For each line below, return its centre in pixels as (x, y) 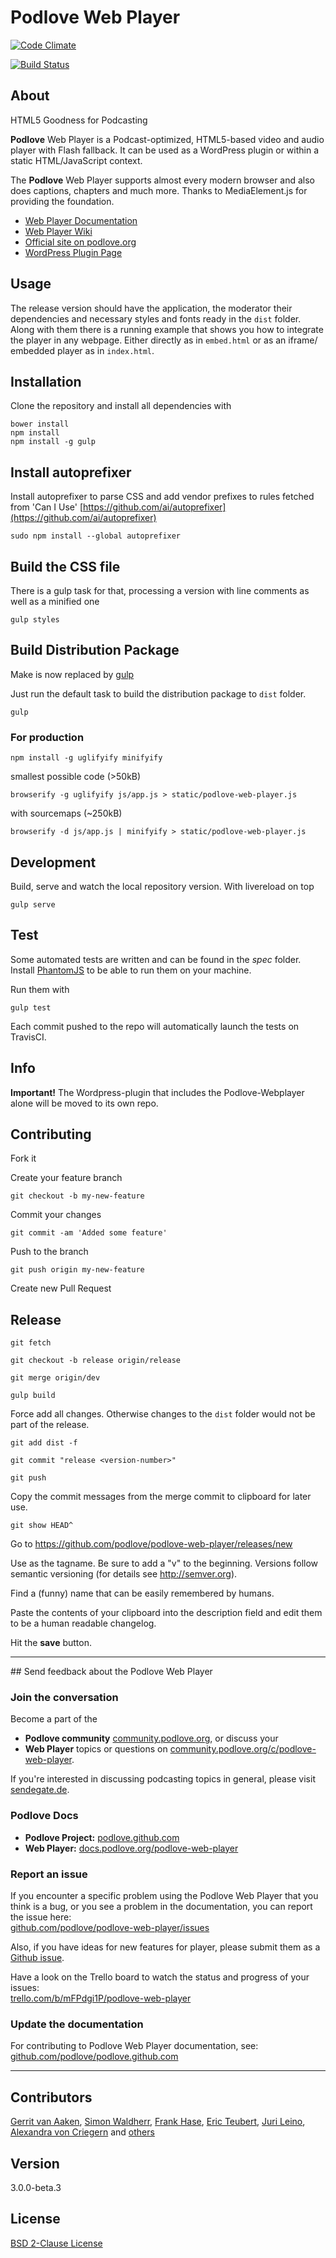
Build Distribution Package (95, 650)
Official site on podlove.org (80, 242)
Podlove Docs (44, 1816)
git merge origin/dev (55, 1378)
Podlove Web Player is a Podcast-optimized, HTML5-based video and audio (167, 139)
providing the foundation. (62, 201)
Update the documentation (77, 2024)
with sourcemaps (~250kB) (66, 813)
